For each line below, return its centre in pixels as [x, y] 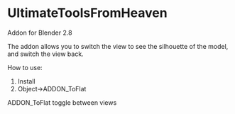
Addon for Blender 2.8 [40, 33]
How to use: [25, 67]
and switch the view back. [45, 54]
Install [26, 81]
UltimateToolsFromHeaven [88, 13]
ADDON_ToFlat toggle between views [62, 102]
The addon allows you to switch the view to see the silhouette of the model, [118, 46]
